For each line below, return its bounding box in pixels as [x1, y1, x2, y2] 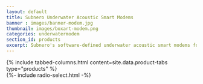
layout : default [6, 8, 47, 15]
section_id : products [6, 37, 61, 43]
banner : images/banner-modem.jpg [6, 20, 94, 26]
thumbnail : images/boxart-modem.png [6, 25, 98, 32]
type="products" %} [6, 65, 57, 72]
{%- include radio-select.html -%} [6, 71, 92, 79]
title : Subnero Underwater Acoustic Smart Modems [6, 14, 134, 20]
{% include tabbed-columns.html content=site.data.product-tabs [6, 58, 168, 66]
